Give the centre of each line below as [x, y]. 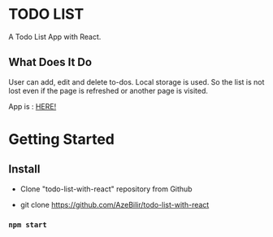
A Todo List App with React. [55, 37]
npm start [28, 224]
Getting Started [62, 139]
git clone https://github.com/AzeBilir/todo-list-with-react [115, 204]
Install [24, 169]
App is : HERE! [32, 106]
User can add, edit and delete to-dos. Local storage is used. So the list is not [136, 81]
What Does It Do [50, 62]
